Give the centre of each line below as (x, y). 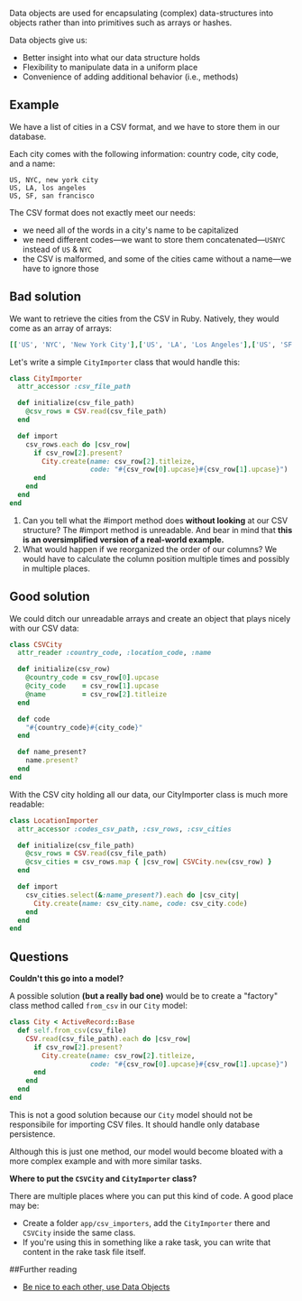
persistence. (32, 1134)
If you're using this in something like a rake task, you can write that (146, 1242)
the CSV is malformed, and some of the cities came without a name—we (157, 258)
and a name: (32, 163)
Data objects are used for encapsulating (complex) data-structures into (141, 13)
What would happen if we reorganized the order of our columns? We (150, 549)
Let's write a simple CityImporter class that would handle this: (125, 362)
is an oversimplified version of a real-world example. (123, 540)
